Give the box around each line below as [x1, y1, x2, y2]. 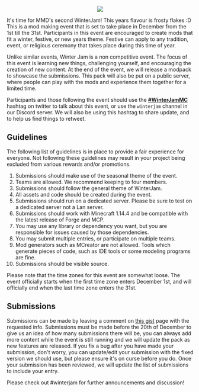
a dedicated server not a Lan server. [15, 203, 104, 210]
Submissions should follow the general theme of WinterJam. [15, 184, 162, 192]
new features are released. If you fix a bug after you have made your [7, 342, 174, 349]
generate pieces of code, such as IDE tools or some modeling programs [15, 248, 191, 255]
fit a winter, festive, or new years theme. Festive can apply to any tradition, [7, 36, 189, 43]
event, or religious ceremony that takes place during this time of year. [7, 42, 176, 49]
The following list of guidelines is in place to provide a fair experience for [7, 148, 184, 155]
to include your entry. [7, 367, 59, 374]
